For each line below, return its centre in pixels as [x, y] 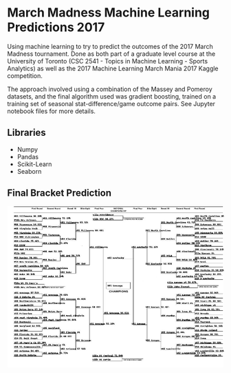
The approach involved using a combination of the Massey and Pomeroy [110, 89]
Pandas [28, 157]
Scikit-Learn [34, 164]
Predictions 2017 [56, 27]
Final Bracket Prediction [59, 193]
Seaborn [29, 171]
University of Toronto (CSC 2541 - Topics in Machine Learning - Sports [108, 61]
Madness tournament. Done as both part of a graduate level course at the [111, 54]
